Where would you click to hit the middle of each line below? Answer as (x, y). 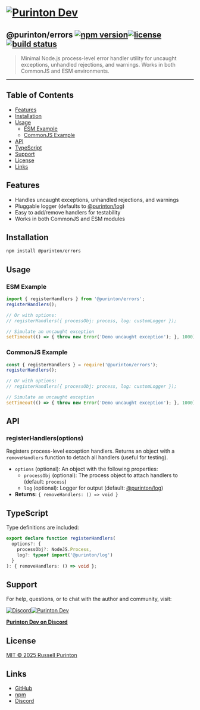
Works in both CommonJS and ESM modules (70, 219)
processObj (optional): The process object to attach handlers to (101, 475)
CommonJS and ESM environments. (65, 71)
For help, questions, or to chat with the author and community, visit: (89, 599)
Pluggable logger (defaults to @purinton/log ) (70, 206)
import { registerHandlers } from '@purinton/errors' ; (76, 299)
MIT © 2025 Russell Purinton (42, 655)
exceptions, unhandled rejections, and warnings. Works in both (98, 65)
